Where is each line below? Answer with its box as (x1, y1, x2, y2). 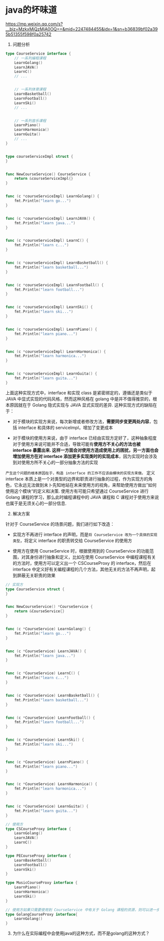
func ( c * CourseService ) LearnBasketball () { (5, 693, 99, 698)
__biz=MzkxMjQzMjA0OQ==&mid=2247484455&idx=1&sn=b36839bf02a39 (5, 26, 158, 32)
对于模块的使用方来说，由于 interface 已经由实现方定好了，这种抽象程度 (12, 435, 157, 441)
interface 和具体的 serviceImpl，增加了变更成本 (18, 425, 113, 430)
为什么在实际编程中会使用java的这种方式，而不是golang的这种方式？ (12, 930, 150, 936)
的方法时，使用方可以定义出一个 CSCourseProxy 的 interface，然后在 (12, 560, 151, 566)
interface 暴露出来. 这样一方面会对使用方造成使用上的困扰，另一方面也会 (12, 447, 159, 453)
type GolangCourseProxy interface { (5, 912, 78, 917)
